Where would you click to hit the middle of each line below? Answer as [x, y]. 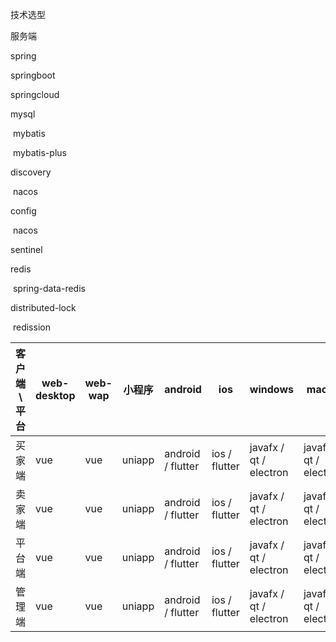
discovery [31, 172]
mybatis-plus [39, 152]
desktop [55, 395]
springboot [33, 75]
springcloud [35, 94]
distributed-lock [43, 307]
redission [31, 327]
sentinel [26, 249]
